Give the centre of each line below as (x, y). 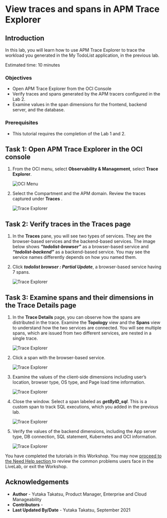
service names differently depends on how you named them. (75, 257)
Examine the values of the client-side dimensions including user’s (79, 377)
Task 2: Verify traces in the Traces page (68, 224)
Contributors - (28, 505)
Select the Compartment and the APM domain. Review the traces (79, 194)
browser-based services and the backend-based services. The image (84, 241)
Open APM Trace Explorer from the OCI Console (62, 89)
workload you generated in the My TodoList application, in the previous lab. (82, 55)
